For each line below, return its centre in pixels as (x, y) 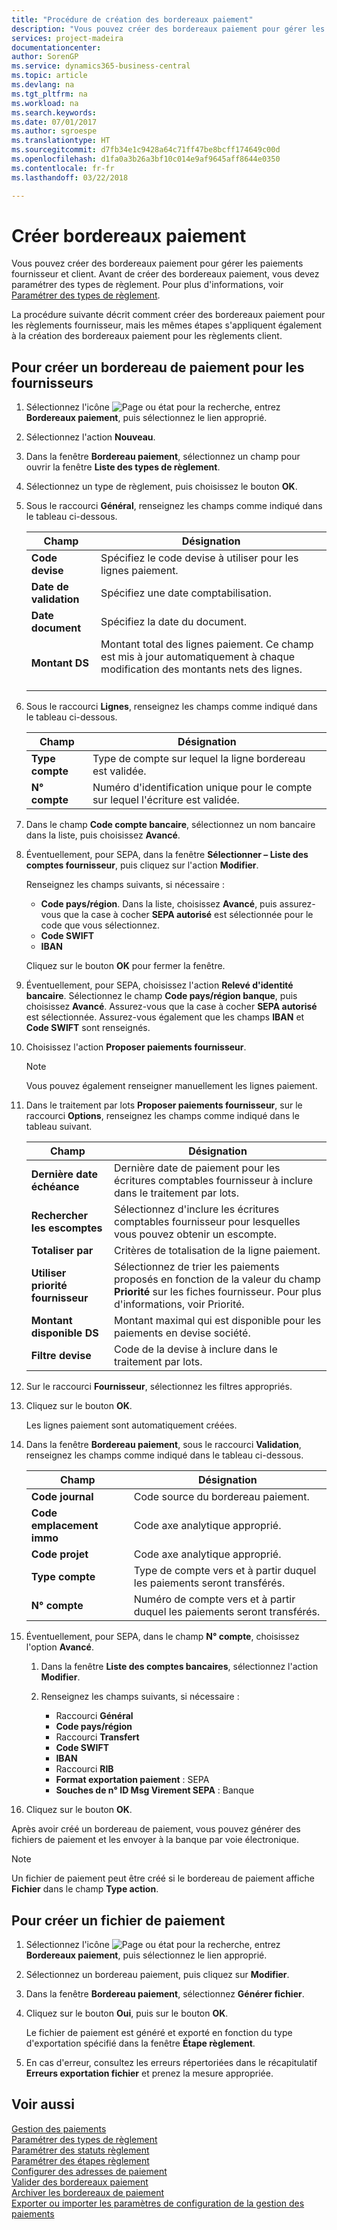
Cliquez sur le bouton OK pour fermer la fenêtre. (125, 966)
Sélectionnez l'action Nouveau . (90, 437)
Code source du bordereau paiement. (221, 1497)
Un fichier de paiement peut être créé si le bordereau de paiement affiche (163, 1878)
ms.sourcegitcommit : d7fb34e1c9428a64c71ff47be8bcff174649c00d (146, 150)
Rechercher (59, 1216)
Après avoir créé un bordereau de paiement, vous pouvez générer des (156, 1829)
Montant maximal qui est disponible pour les (218, 1321)
